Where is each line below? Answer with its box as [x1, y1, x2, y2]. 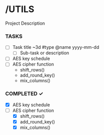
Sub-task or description [20, 50, 69, 56]
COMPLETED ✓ [5, 90, 44, 97]
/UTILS [5, 4, 35, 15]
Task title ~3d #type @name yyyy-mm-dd [12, 44, 99, 50]
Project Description [5, 20, 45, 26]
